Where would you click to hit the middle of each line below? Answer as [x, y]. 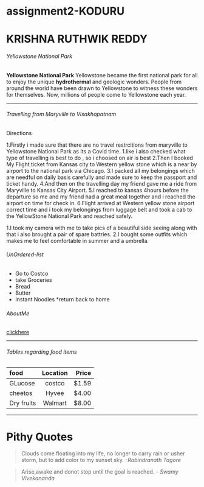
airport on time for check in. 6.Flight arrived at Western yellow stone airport [100, 203]
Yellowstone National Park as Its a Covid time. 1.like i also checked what [96, 151]
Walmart [55, 403]
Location [55, 373]
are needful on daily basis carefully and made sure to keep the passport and [102, 177]
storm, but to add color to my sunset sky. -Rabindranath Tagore [101, 460]
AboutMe [18, 313]
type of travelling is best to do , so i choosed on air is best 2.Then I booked [100, 158]
